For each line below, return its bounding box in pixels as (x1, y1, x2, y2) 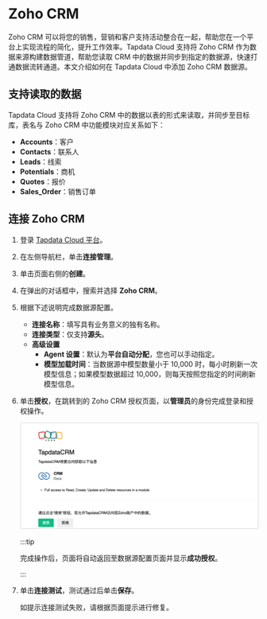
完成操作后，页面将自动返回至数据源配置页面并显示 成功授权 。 (19, 553, 222, 563)
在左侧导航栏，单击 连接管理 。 (19, 251, 118, 261)
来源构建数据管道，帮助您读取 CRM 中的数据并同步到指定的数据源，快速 (14, 52, 251, 61)
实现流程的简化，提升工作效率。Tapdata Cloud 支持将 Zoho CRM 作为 (21, 41, 250, 52)
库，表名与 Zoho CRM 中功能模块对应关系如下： (8, 120, 165, 130)
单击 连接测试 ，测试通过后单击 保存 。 (19, 586, 139, 595)
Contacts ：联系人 (19, 146, 79, 156)
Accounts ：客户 (19, 137, 74, 146)
